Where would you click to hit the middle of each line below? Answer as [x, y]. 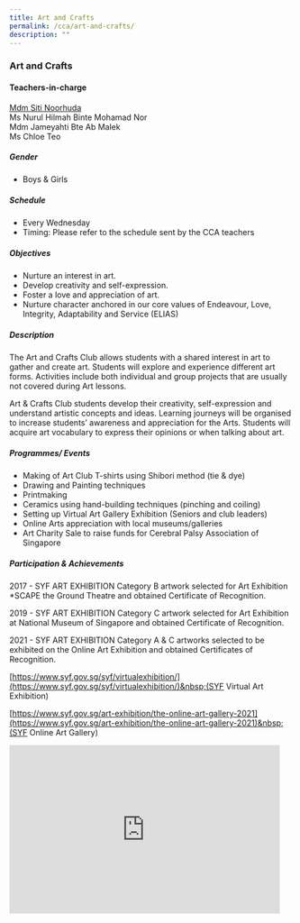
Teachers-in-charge [48, 87]
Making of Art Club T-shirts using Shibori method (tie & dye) [134, 476]
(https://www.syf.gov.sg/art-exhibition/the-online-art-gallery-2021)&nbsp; [146, 723]
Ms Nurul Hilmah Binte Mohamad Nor [78, 117]
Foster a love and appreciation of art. [91, 295]
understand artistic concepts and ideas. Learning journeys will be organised [150, 413]
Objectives [30, 253]
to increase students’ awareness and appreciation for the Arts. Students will [150, 423]
